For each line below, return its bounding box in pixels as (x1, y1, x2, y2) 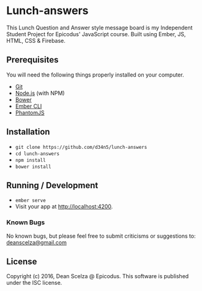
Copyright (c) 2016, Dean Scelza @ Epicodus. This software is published (6, 273, 189, 280)
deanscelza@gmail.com (6, 238, 67, 246)
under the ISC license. (6, 279, 62, 287)
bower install (15, 164, 51, 170)
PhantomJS (15, 108, 45, 116)
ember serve (15, 197, 46, 204)
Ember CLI (15, 102, 42, 110)
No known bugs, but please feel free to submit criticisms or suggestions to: (6, 232, 196, 240)
